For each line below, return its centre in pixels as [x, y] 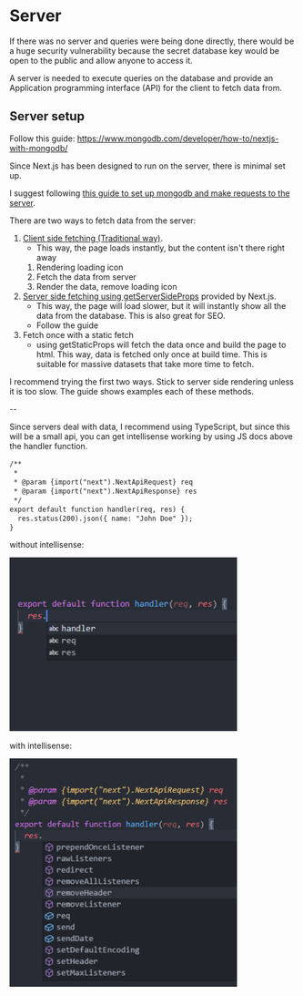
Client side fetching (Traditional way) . [93, 238]
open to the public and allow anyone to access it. [101, 60]
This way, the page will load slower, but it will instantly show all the [161, 305]
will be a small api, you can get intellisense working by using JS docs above [151, 436]
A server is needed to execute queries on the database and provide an [141, 77]
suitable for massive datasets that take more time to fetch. [145, 364]
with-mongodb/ [39, 148]
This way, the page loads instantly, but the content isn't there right [160, 248]
